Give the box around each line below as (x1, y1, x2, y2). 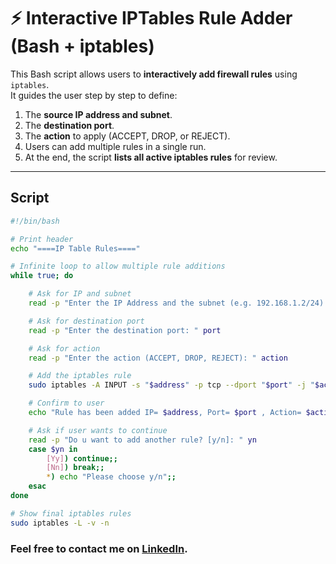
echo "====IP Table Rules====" (10, 243, 141, 254)
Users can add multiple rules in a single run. (24, 140, 207, 152)
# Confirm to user (28, 398, 105, 409)
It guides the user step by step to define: (10, 89, 178, 101)
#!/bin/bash (10, 216, 60, 226)
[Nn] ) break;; (46, 463, 105, 473)
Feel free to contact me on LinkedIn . (10, 541, 188, 555)
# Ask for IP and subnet (28, 289, 132, 299)
